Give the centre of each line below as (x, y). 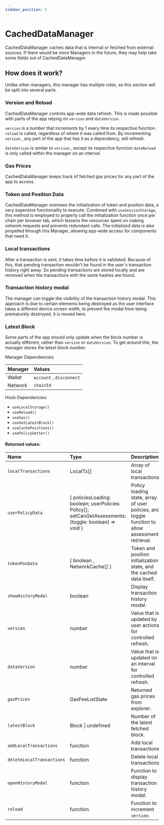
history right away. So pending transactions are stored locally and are (75, 270)
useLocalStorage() (31, 407)
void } (76, 528)
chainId (42, 385)
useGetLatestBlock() (33, 423)
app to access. (20, 181)
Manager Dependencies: (30, 357)
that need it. (17, 236)
